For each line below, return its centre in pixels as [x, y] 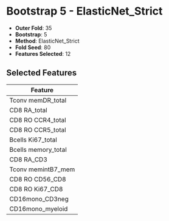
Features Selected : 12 [43, 53]
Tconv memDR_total [38, 100]
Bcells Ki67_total [33, 140]
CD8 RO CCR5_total [38, 130]
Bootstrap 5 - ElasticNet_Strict [84, 11]
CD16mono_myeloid [39, 209]
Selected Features [42, 73]
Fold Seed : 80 [33, 47]
